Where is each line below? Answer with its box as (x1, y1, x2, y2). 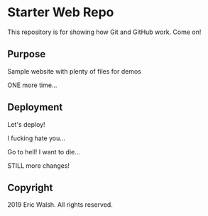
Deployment (7, 101, 63, 113)
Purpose (7, 48, 46, 60)
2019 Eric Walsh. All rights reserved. (7, 200, 114, 209)
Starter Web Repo (7, 4, 114, 21)
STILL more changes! (7, 161, 70, 170)
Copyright (7, 181, 53, 193)
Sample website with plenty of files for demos (7, 67, 142, 75)
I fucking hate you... (7, 134, 66, 142)
